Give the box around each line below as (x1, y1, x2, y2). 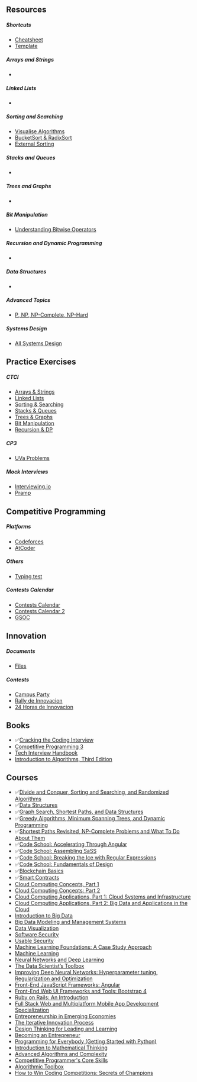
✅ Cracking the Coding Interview (14, 736, 93, 743)
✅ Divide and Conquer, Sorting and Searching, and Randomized (14, 788, 169, 796)
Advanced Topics (6, 296, 50, 304)
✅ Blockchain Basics (14, 867, 64, 874)
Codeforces (14, 538, 44, 545)
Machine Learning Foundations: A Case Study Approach (14, 943, 152, 951)
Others (6, 558, 24, 565)
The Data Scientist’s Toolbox (14, 962, 85, 970)
